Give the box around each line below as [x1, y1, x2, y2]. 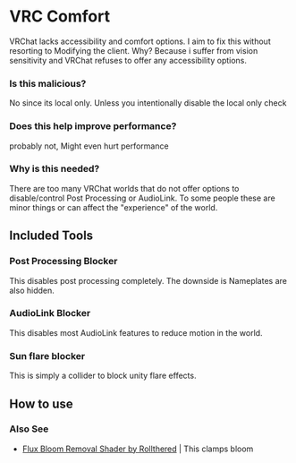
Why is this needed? [9, 163, 100, 176]
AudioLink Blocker [9, 307, 91, 320]
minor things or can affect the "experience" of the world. [9, 201, 218, 212]
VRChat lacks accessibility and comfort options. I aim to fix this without [9, 36, 271, 47]
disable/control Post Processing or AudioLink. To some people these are [9, 193, 275, 203]
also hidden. [9, 285, 55, 296]
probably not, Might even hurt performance [9, 141, 169, 151]
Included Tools [9, 228, 94, 244]
